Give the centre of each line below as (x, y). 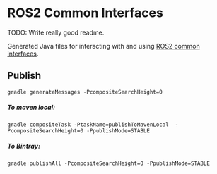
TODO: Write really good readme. (56, 32)
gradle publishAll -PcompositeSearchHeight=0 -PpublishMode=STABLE (109, 163)
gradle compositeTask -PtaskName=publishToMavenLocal (88, 125)
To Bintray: (24, 147)
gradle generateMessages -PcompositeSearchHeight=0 (85, 92)
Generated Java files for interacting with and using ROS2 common (104, 46)
